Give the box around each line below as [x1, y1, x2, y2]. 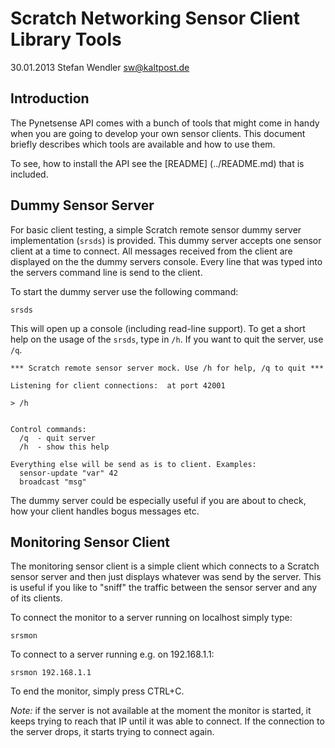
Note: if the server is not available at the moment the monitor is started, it [10, 705, 312, 717]
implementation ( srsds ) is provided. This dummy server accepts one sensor [10, 234, 322, 246]
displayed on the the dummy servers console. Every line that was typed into [10, 255, 323, 267]
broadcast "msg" [19, 477, 87, 487]
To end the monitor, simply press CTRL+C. [10, 685, 185, 697]
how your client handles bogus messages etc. [10, 505, 200, 517]
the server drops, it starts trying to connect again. [10, 726, 215, 738]
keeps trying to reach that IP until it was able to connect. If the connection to [10, 715, 325, 727]
